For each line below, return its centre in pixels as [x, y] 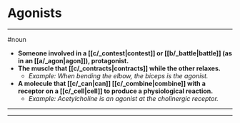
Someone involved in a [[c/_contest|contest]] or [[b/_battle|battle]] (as [125, 53]
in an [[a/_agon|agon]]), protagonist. [73, 60]
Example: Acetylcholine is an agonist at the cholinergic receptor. [124, 98]
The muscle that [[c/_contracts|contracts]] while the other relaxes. [119, 68]
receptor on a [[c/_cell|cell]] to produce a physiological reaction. [115, 91]
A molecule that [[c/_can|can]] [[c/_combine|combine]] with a [111, 83]
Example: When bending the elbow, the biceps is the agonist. [118, 75]
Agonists [35, 13]
